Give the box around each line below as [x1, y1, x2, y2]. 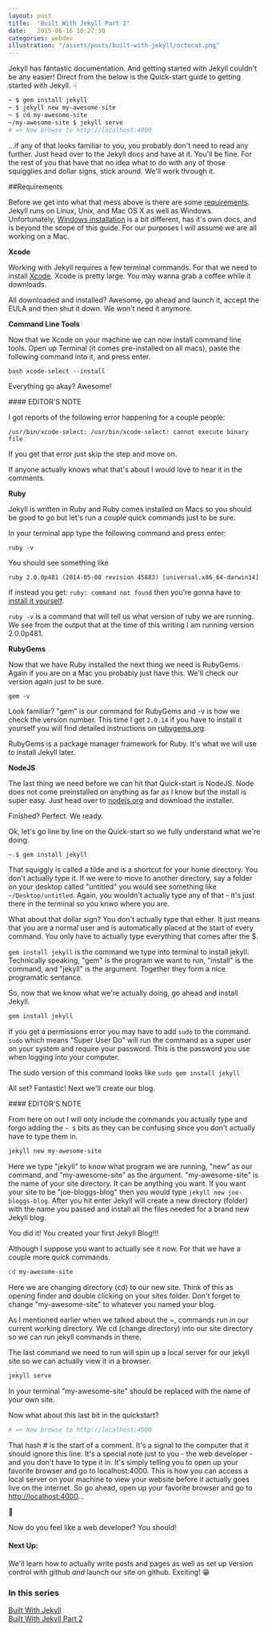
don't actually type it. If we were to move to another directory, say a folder [8, 874, 253, 883]
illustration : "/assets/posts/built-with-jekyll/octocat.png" [8, 42, 220, 50]
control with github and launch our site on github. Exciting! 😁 [8, 1567, 210, 1576]
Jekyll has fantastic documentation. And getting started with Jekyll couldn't [8, 63, 258, 73]
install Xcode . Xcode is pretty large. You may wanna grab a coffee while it [8, 270, 251, 281]
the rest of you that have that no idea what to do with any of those [8, 157, 226, 167]
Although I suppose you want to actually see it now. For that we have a [8, 1244, 242, 1254]
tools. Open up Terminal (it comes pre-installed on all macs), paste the [8, 343, 240, 353]
